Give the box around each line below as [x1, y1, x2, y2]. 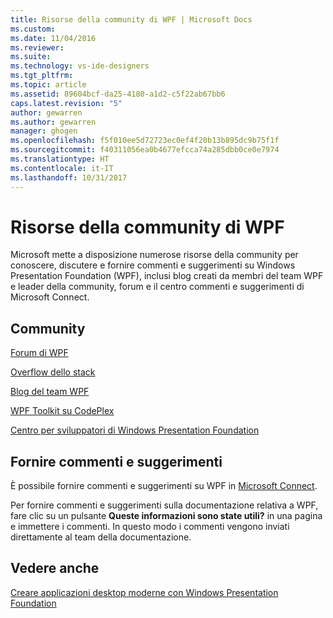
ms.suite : [10, 52, 52, 62]
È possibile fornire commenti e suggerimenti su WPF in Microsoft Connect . [10, 480, 318, 492]
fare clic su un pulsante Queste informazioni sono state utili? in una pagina [10, 510, 323, 522]
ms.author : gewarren [10, 117, 97, 127]
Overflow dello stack [10, 366, 96, 378]
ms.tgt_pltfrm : [10, 71, 74, 81]
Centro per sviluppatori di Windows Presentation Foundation [10, 424, 260, 436]
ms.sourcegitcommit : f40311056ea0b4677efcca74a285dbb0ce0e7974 [10, 145, 280, 155]
